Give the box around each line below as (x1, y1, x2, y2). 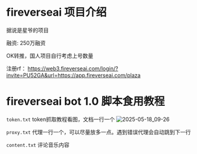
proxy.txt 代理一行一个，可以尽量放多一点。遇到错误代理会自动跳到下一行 (6, 128, 192, 135)
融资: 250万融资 (6, 39, 46, 46)
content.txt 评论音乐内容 (6, 141, 69, 148)
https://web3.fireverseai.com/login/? (27, 64, 118, 72)
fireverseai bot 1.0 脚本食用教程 (6, 94, 165, 108)
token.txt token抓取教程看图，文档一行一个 (6, 115, 115, 123)
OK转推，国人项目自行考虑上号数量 (6, 52, 94, 59)
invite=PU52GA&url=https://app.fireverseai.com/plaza (6, 72, 141, 79)
